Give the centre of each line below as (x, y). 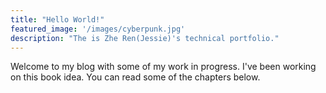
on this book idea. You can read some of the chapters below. (135, 77)
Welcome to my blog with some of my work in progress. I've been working (163, 67)
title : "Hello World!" (57, 19)
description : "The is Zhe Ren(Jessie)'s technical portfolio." (145, 38)
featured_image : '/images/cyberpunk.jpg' (98, 29)
